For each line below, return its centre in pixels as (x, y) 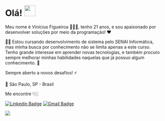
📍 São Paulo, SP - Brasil (29, 84)
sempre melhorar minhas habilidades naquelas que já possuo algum (75, 58)
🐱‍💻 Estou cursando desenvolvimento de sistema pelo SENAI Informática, (80, 42)
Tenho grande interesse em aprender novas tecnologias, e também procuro (82, 52)
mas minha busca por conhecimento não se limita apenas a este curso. (78, 47)
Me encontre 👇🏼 (22, 94)
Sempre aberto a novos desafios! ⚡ (41, 72)
